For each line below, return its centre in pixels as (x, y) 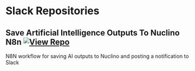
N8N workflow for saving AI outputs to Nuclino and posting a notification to (97, 56)
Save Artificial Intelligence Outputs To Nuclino (93, 33)
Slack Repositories (52, 11)
